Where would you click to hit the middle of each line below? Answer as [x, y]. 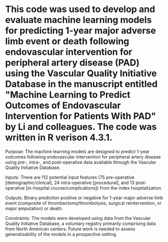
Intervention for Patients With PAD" [81, 116]
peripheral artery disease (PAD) [72, 63]
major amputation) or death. [34, 208]
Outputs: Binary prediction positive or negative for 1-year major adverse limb [84, 198]
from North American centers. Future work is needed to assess [70, 229]
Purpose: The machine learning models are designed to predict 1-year [77, 151]
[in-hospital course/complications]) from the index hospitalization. [94, 188]
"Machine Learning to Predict [68, 95]
